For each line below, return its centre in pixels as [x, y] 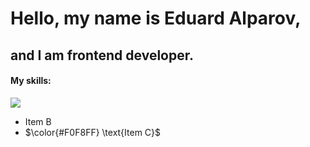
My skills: [31, 81]
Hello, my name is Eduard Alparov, [156, 18]
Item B [38, 121]
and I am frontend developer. [102, 55]
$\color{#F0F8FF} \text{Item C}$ [93, 132]
